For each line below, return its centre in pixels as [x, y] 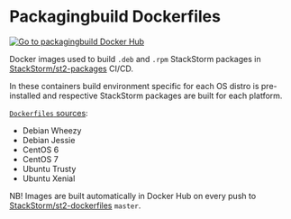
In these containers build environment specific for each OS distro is [134, 86]
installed [25, 96]
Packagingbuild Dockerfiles [115, 17]
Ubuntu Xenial [49, 178]
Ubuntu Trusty [49, 169]
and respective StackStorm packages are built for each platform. [163, 96]
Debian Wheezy [52, 130]
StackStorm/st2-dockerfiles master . [75, 205]
